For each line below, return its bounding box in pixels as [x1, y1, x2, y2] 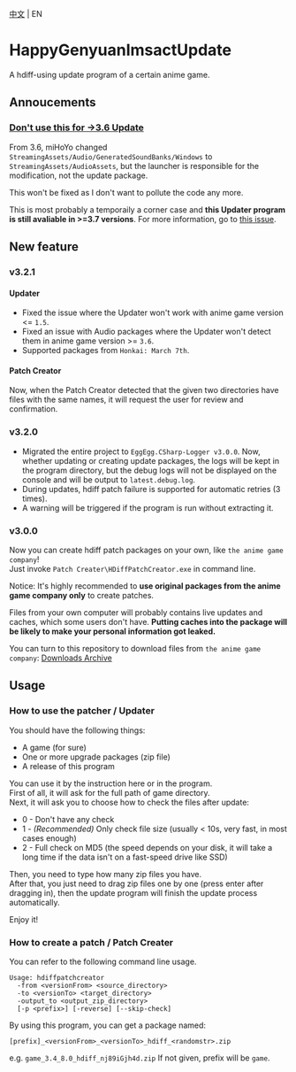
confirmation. [9, 404, 58, 414]
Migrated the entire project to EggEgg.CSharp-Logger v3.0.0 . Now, [21, 446, 261, 457]
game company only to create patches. [9, 590, 155, 600]
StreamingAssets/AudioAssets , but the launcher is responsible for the [9, 160, 259, 171]
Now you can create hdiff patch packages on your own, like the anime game [9, 544, 285, 555]
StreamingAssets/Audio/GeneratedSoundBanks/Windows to [9, 150, 213, 162]
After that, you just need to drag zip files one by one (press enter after [9, 878, 264, 889]
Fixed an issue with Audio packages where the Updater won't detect [21, 327, 271, 337]
